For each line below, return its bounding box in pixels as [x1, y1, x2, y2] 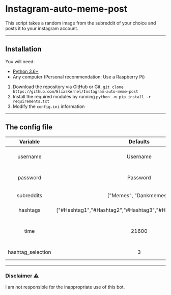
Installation [5, 45, 42, 53]
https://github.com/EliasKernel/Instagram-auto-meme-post [12, 89, 138, 94]
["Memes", [107, 192, 133, 199]
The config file [5, 123, 52, 131]
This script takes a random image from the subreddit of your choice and [5, 20, 156, 26]
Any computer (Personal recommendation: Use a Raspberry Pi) [12, 73, 145, 79]
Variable [19, 138, 40, 145]
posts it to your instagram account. [5, 25, 79, 31]
